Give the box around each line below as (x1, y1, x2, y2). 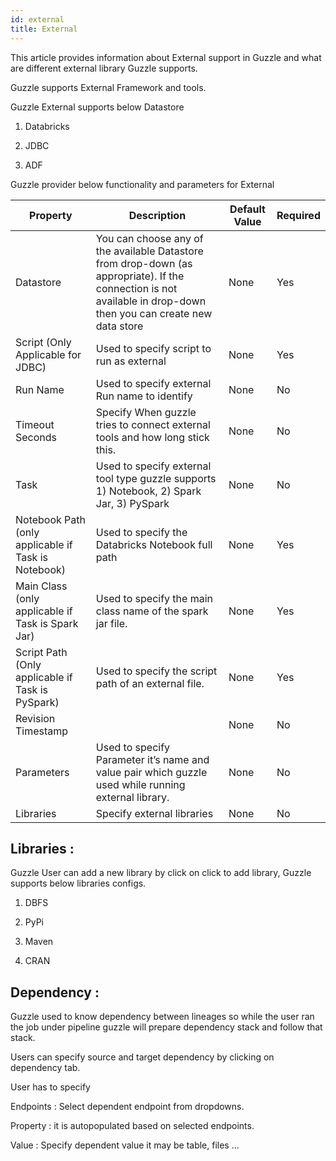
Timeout (15, 417, 55, 431)
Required (276, 208, 321, 222)
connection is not (95, 281, 178, 295)
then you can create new (95, 306, 213, 320)
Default (229, 202, 266, 216)
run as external (95, 354, 167, 368)
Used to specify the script (95, 664, 218, 678)
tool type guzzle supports (95, 471, 217, 485)
